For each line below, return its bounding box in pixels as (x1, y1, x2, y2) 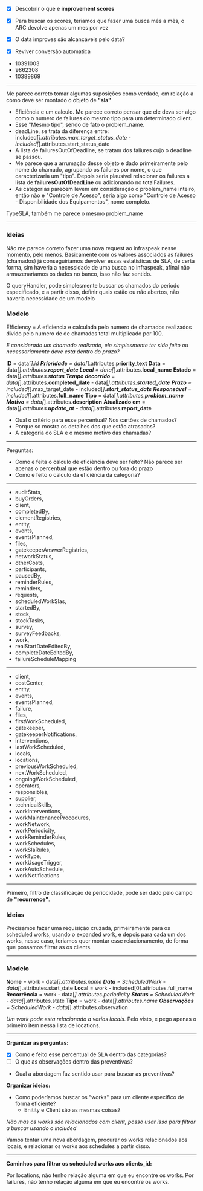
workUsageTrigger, (14, 859, 63, 866)
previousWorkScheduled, (14, 763, 79, 770)
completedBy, (14, 508, 50, 515)
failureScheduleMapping (14, 655, 77, 662)
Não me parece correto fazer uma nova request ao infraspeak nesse (6, 244, 177, 251)
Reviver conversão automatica (14, 48, 91, 55)
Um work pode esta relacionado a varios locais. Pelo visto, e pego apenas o (6, 1015, 196, 1023)
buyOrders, (14, 495, 43, 502)
